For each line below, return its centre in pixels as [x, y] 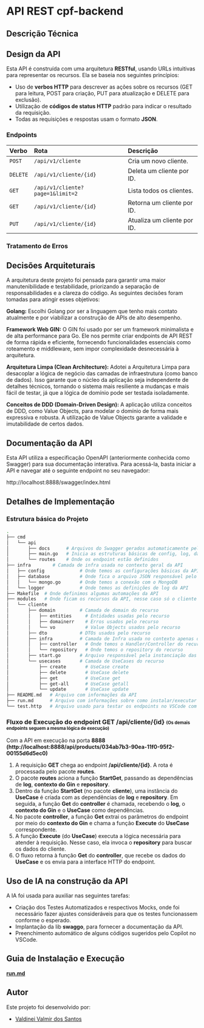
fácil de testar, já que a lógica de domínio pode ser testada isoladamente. [98, 393]
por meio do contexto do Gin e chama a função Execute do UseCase [102, 823]
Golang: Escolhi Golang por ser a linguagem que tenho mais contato [92, 311]
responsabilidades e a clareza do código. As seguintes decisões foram [95, 293]
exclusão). [28, 100]
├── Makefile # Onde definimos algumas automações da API [83, 593]
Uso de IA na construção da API [67, 881]
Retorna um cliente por [160, 203]
